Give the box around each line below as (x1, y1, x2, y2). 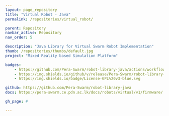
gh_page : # (5, 99, 28, 104)
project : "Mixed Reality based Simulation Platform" (5, 53, 118, 58)
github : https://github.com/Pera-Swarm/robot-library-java (5, 85, 132, 90)
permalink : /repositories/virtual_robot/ (5, 16, 94, 21)
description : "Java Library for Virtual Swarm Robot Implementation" (5, 44, 154, 49)
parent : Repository (5, 25, 46, 30)
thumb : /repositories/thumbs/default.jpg (5, 48, 94, 53)
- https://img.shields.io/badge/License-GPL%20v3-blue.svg (14, 76, 141, 81)
